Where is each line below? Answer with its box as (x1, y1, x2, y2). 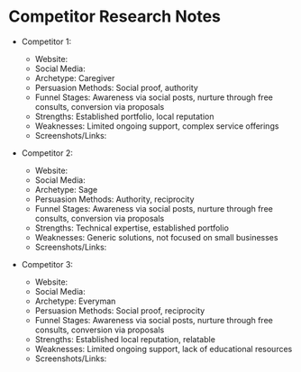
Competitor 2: (21, 147, 74, 159)
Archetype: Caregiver (34, 72, 115, 83)
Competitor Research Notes (8, 6, 222, 27)
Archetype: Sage (34, 184, 98, 195)
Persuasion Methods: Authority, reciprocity (34, 194, 195, 204)
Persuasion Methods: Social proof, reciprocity (34, 304, 205, 316)
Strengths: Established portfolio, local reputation (34, 111, 214, 122)
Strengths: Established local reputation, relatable (34, 333, 215, 344)
